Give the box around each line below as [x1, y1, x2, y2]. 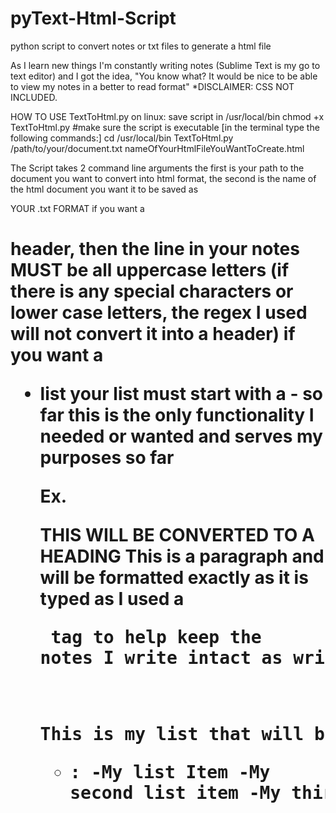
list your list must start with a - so [39, 383, 324, 406]
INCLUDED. [10, 91, 58, 103]
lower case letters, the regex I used [10, 302, 308, 324]
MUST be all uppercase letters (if [10, 259, 290, 282]
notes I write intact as [39, 647, 283, 669]
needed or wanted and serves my [39, 425, 323, 448]
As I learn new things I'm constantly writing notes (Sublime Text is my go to [10, 59, 321, 71]
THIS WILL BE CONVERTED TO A [39, 524, 315, 547]
